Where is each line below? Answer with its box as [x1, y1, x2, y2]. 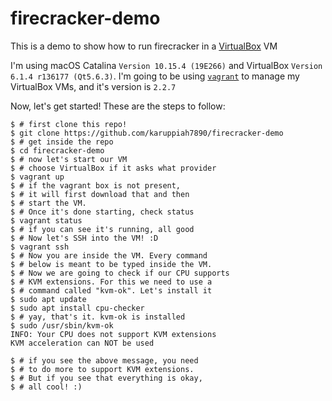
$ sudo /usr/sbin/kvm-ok [10, 320, 114, 331]
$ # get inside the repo [10, 137, 114, 147]
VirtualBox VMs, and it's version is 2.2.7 [10, 80, 177, 92]
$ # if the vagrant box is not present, [10, 180, 182, 191]
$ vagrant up [10, 172, 65, 182]
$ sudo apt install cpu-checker [10, 303, 145, 313]
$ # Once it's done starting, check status [10, 207, 195, 217]
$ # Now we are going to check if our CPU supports [10, 268, 230, 278]
